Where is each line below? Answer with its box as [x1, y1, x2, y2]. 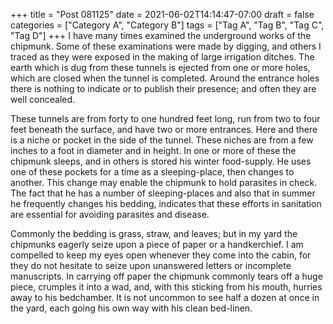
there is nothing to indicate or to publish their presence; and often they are [10, 83, 317, 94]
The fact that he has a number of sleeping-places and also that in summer [10, 187, 316, 199]
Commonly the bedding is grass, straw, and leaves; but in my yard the [10, 228, 298, 239]
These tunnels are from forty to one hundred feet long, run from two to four [10, 113, 321, 124]
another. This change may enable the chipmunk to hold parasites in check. [10, 177, 318, 188]
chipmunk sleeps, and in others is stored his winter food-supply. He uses [10, 155, 312, 167]
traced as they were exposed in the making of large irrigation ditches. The [10, 51, 315, 63]
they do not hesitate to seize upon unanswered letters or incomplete [10, 260, 292, 271]
